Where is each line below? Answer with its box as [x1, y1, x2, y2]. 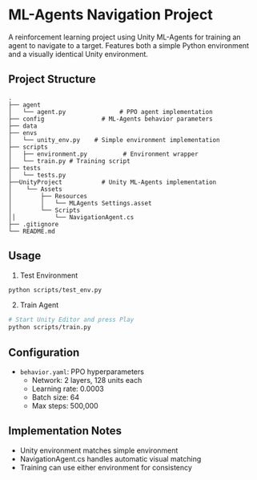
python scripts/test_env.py [8, 286, 102, 294]
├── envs [8, 128, 38, 137]
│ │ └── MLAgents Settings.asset [8, 199, 152, 207]
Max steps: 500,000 [31, 401, 98, 410]
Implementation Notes [8, 424, 122, 438]
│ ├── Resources [8, 192, 88, 200]
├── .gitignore [8, 220, 59, 228]
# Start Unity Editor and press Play [8, 315, 135, 324]
